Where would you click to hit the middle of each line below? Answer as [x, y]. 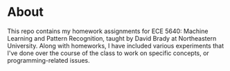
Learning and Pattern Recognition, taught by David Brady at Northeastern [112, 38]
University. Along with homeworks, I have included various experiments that [115, 45]
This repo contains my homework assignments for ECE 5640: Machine [108, 31]
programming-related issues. [48, 60]
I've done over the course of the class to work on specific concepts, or [108, 53]
